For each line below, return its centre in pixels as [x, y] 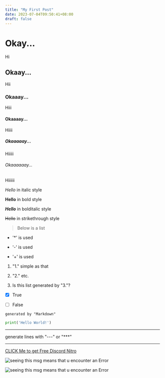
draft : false [18, 19]
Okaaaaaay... [19, 165]
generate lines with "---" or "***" [39, 337]
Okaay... [18, 72]
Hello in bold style [24, 199]
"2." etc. [20, 275]
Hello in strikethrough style [32, 218]
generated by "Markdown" [30, 314]
